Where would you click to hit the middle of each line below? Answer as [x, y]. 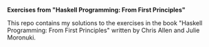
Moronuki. [22, 37]
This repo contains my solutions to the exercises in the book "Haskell [105, 23]
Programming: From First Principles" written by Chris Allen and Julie [103, 30]
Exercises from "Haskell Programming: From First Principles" [96, 10]
